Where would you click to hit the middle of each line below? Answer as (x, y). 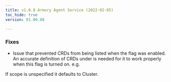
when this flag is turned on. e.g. (46, 64)
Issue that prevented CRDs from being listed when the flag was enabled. (89, 53)
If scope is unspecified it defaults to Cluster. (52, 74)
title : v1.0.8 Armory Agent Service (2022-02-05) (60, 10)
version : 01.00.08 (25, 19)
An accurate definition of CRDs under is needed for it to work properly (87, 58)
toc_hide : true (22, 15)
